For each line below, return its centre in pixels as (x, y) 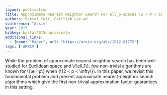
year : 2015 (16, 28)
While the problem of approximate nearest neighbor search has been (76, 60)
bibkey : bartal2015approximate (38, 33)
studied (13, 66)
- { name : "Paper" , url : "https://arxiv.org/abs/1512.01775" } (74, 42)
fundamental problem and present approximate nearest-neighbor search (80, 76)
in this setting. (20, 87)
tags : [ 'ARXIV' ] (22, 47)
